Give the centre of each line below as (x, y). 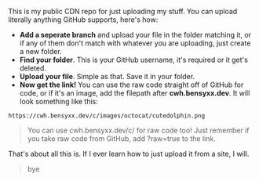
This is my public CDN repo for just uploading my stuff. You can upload (123, 11)
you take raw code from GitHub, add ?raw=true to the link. (121, 139)
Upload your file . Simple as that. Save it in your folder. (107, 76)
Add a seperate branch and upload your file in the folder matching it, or (135, 35)
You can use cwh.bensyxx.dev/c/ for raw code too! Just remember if (138, 130)
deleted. (33, 68)
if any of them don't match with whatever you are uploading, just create (135, 43)
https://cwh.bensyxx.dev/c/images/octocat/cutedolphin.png (107, 116)
